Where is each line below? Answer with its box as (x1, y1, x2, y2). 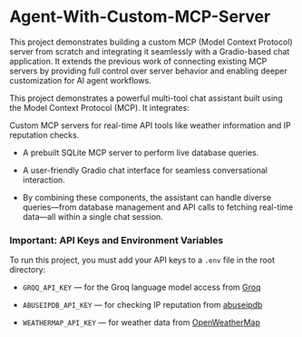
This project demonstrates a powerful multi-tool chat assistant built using (9, 93, 283, 104)
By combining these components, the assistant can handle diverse (22, 192, 272, 203)
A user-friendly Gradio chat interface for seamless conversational (22, 164, 268, 175)
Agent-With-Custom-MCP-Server (9, 6, 271, 27)
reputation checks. (9, 129, 80, 140)
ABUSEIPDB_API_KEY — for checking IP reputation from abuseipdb (22, 300, 263, 311)
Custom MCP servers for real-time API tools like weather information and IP (9, 120, 292, 131)
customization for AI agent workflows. (9, 74, 151, 85)
